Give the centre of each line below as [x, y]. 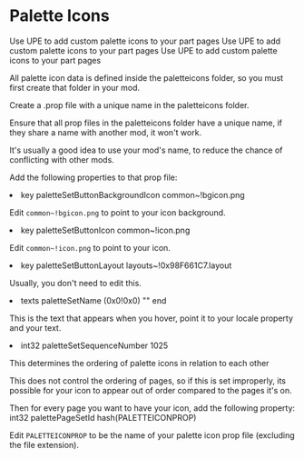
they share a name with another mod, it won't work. [106, 132]
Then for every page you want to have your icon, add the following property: [152, 408]
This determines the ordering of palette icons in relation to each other [139, 363]
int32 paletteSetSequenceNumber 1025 [95, 345]
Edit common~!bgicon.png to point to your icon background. [118, 212]
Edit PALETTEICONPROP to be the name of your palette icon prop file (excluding [152, 435]
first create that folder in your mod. [75, 87]
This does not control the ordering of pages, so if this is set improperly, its [147, 380]
